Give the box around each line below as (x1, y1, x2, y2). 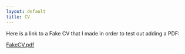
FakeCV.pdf (6, 41, 35, 48)
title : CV (6, 14, 31, 20)
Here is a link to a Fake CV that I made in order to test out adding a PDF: (6, 30, 180, 37)
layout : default (6, 8, 46, 15)
